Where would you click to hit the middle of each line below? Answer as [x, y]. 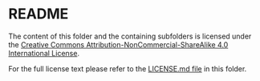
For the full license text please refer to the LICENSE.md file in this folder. [128, 68]
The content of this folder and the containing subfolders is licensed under [130, 36]
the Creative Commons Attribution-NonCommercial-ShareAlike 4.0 [118, 44]
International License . [44, 53]
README [39, 14]
